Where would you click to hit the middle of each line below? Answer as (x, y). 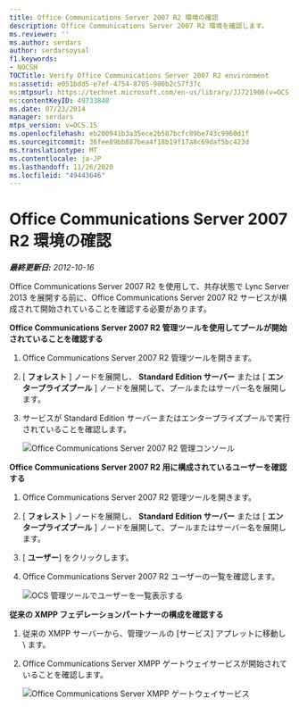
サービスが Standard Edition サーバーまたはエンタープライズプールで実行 (156, 418)
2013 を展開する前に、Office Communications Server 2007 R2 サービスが (144, 298)
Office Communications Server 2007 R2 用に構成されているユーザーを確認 (148, 467)
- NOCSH (24, 68)
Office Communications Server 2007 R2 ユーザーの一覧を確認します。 (151, 577)
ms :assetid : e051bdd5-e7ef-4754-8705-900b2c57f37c (105, 84)
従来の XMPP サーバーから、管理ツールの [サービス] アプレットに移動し (154, 634)
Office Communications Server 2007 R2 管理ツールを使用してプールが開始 (148, 328)
